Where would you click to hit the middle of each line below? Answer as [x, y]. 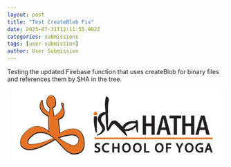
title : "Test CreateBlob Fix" [51, 22]
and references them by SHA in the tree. [65, 79]
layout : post [26, 15]
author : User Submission [43, 51]
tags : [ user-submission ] [43, 44]
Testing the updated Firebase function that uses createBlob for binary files [113, 72]
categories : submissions [43, 37]
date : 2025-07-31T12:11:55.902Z [54, 29]
